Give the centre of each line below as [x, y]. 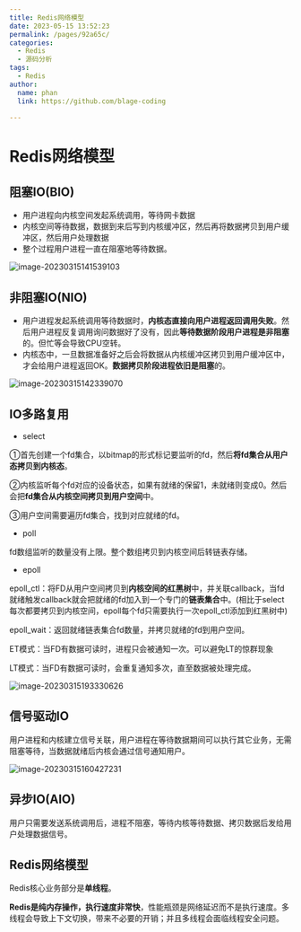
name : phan [38, 92]
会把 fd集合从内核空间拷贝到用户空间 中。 [84, 496]
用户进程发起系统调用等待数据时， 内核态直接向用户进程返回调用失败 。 [152, 321]
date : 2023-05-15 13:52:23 [60, 26]
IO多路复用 [39, 414]
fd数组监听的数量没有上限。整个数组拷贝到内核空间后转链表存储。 [131, 552]
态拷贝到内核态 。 [41, 466]
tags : [19, 68]
